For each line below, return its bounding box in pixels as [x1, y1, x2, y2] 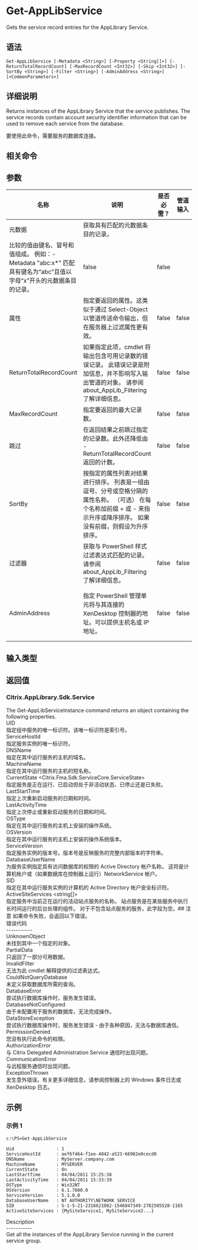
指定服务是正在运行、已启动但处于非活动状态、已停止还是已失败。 [6, 781, 166, 788]
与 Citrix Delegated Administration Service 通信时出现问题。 [6, 1049, 151, 1056]
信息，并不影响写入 [88, 369, 143, 377]
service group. [6, 1237, 42, 1244]
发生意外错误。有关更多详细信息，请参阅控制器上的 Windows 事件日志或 [6, 1076, 181, 1083]
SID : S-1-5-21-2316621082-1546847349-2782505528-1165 [6, 1203, 183, 1209]
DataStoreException [6, 1014, 55, 1021]
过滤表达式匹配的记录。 [82, 551, 148, 559]
